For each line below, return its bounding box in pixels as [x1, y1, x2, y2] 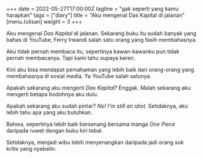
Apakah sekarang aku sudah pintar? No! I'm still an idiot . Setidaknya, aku [6, 102, 188, 110]
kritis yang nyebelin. [6, 145, 56, 152]
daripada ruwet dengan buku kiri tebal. [6, 127, 103, 134]
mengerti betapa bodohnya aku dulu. [6, 91, 99, 97]
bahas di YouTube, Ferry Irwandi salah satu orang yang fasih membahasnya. [6, 36, 197, 43]
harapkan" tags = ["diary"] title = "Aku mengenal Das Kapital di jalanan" [6, 12, 185, 19]
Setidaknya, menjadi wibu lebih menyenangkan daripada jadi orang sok [6, 139, 184, 146]
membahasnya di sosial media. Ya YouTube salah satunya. [6, 73, 151, 79]
